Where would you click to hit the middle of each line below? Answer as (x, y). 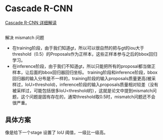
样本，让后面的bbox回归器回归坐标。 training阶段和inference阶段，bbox (85, 72)
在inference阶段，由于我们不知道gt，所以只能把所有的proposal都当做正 (84, 66)
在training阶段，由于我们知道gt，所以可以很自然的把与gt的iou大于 (78, 48)
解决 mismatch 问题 (25, 38)
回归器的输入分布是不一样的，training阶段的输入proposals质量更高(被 (82, 79)
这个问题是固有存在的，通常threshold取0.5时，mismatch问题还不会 (88, 97)
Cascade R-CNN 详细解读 (31, 22)
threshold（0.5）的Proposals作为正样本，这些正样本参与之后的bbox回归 (85, 54)
